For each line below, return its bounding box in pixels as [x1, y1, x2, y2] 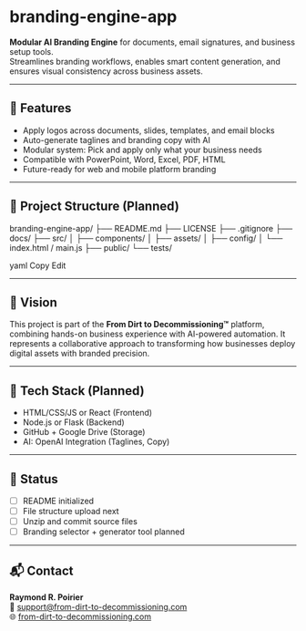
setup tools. [9, 46, 54, 57]
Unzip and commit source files [22, 516, 138, 527]
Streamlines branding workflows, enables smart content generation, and [9, 56, 280, 67]
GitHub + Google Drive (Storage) [22, 427, 146, 438]
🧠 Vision [9, 295, 57, 310]
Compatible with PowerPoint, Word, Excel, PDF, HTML [22, 153, 226, 165]
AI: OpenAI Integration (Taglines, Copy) [22, 436, 170, 448]
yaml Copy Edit [9, 260, 66, 271]
